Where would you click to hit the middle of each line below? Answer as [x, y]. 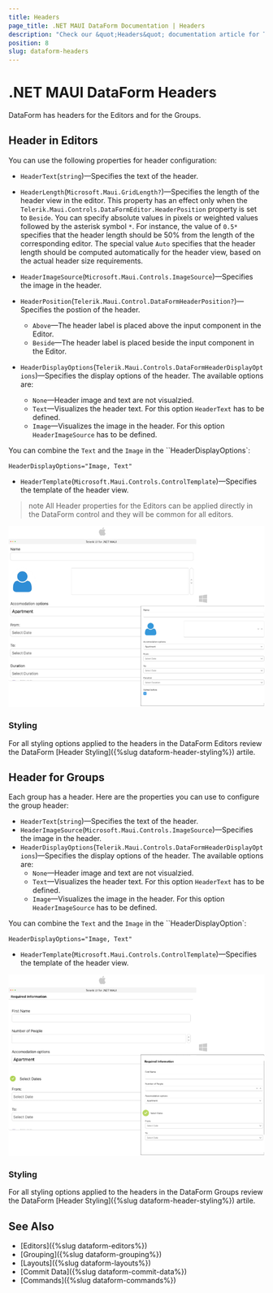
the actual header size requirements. [82, 261]
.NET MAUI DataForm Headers [113, 93]
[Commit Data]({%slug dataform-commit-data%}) [104, 1272]
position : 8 [28, 43]
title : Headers [34, 17]
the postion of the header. [97, 310]
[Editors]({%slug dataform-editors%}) [84, 1246]
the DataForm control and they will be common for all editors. [131, 514]
